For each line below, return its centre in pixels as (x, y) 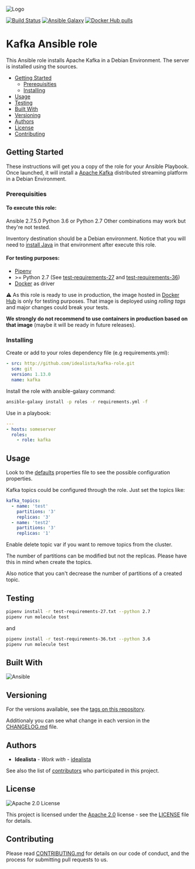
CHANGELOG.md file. (32, 727)
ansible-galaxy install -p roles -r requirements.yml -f (77, 402)
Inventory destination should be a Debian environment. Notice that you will (96, 238)
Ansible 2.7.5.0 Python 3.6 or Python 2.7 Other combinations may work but (96, 221)
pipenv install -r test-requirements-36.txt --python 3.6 (78, 639)
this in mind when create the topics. (49, 562)
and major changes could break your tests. (58, 307)
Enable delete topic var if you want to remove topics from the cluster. (89, 545)
